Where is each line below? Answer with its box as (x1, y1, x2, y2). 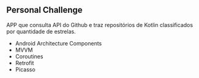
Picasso (15, 66, 36, 73)
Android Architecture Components (15, 39, 102, 47)
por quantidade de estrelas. (6, 28, 76, 35)
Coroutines (15, 52, 43, 60)
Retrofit (15, 59, 34, 66)
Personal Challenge (6, 5, 83, 15)
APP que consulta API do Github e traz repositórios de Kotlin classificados (6, 21, 193, 28)
